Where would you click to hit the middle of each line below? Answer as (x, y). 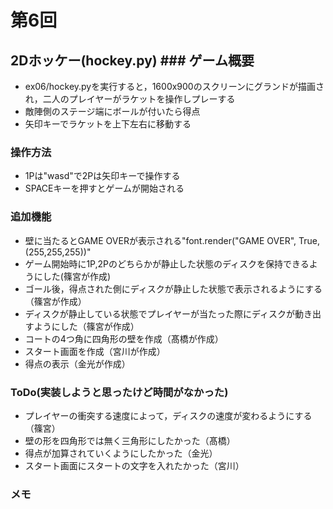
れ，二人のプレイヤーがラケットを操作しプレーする (130, 99)
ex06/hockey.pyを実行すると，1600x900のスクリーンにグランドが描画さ (174, 86)
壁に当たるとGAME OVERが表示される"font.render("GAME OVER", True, (172, 240)
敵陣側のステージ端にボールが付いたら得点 (112, 111)
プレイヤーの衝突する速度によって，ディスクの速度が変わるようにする (168, 415)
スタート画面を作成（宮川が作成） (95, 351)
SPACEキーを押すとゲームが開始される (104, 188)
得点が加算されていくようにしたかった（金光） (121, 453)
